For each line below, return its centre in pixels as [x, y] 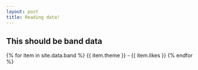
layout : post [22, 12]
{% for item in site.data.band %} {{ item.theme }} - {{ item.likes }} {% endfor [99, 55]
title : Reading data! [33, 17]
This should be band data [54, 41]
